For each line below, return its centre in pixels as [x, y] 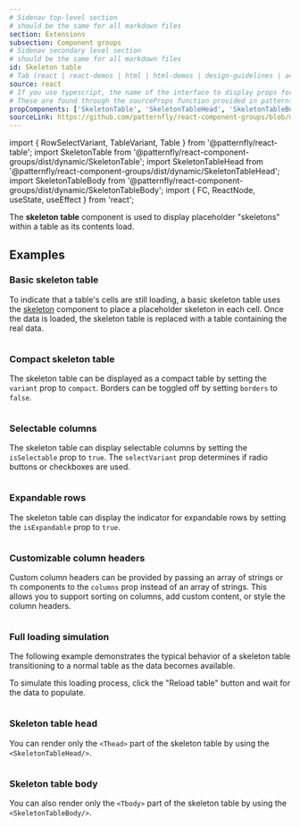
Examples [37, 254]
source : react [36, 84]
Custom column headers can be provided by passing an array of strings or [146, 577]
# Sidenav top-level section [63, 17]
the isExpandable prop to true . [65, 527]
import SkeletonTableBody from [67, 181]
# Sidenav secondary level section [75, 51]
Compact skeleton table [62, 359]
